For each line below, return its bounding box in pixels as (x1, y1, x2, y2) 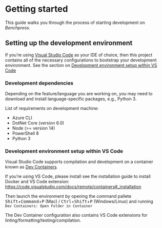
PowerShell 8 (12, 130, 39, 136)
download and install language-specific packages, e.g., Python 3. (5, 96, 137, 102)
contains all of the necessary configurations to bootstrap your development (5, 57, 157, 63)
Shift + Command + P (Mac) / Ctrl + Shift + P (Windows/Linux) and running (5, 199, 154, 205)
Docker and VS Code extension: (5, 179, 69, 185)
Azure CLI (12, 115, 33, 121)
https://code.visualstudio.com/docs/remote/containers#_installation (5, 184, 142, 190)
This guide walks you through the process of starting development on (5, 20, 145, 25)
